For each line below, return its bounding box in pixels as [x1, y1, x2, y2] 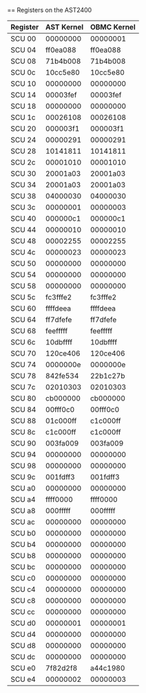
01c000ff [45, 416, 77, 425]
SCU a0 [10, 483, 36, 493]
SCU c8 [10, 596, 36, 605]
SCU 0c [10, 68, 36, 77]
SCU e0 [10, 663, 36, 673]
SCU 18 [10, 102, 36, 111]
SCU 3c [10, 203, 36, 212]
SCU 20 [10, 124, 36, 133]
